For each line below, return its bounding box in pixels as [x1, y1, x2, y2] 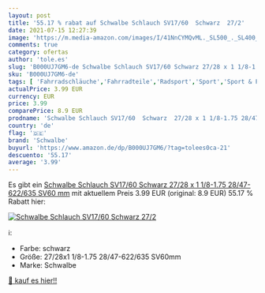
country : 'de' [8, 122, 55, 130]
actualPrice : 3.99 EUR [8, 85, 83, 93]
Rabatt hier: [8, 197, 46, 206]
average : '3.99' [8, 159, 62, 167]
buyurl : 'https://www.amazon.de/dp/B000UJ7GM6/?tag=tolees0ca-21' [8, 144, 231, 152]
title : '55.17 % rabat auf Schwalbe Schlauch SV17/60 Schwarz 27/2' [8, 19, 245, 27]
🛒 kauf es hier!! [8, 276, 58, 285]
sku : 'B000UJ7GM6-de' [8, 70, 80, 78]
